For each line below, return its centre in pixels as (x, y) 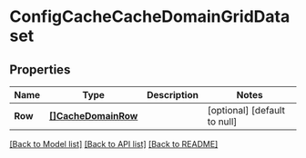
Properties (40, 69)
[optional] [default (246, 110)
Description (173, 95)
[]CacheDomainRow (93, 116)
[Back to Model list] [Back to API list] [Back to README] (114, 144)
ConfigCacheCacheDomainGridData (150, 17)
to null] (222, 122)
